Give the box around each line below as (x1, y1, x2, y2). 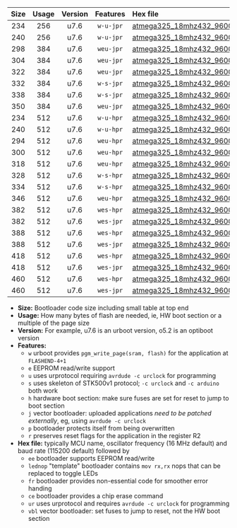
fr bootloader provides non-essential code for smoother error (28, 477, 208, 485)
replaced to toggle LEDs (28, 469, 99, 477)
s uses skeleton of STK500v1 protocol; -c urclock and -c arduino (28, 379, 220, 387)
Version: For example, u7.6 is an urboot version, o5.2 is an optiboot (17, 326, 214, 335)
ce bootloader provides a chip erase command (28, 492, 164, 500)
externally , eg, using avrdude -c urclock (28, 417, 147, 425)
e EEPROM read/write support (28, 364, 115, 372)
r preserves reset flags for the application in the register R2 (28, 432, 201, 440)
